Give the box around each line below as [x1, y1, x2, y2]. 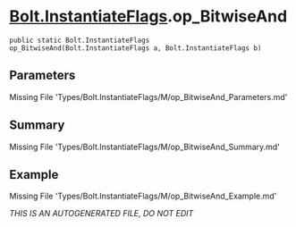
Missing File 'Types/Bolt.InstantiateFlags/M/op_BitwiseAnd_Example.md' [9, 190, 277, 202]
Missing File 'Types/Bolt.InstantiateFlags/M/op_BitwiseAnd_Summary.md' [9, 141, 280, 152]
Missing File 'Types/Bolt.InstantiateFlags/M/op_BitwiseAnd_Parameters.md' [9, 91, 288, 102]
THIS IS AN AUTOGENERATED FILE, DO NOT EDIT [9, 208, 194, 219]
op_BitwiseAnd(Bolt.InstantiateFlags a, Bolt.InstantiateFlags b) [9, 43, 262, 53]
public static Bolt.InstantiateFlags [9, 36, 150, 45]
